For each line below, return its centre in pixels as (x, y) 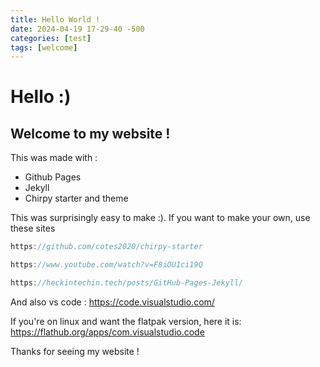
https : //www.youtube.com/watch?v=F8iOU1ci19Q (106, 265)
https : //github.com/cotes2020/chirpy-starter (106, 247)
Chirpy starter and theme (76, 198)
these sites (33, 228)
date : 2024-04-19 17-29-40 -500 (77, 29)
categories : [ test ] (51, 38)
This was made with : (54, 158)
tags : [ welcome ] (44, 47)
